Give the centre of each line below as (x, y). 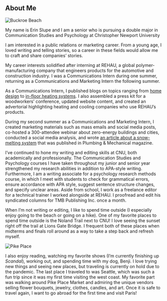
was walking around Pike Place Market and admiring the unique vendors (79, 282)
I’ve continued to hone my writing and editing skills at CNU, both (71, 152)
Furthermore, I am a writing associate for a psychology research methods (81, 174)
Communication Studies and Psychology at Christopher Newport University (83, 35)
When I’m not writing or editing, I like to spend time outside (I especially (79, 210)
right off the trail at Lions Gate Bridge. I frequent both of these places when (82, 226)
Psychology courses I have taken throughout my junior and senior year (78, 163)
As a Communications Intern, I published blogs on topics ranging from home (83, 91)
